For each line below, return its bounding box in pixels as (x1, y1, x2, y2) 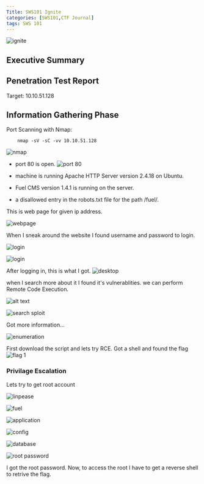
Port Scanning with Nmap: (6, 126, 72, 134)
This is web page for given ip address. (6, 208, 103, 215)
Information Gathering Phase (6, 110, 119, 120)
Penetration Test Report (6, 76, 100, 86)
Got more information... (6, 321, 65, 328)
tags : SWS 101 (6, 20, 43, 26)
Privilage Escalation (6, 367, 67, 376)
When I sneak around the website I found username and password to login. (6, 232, 195, 239)
